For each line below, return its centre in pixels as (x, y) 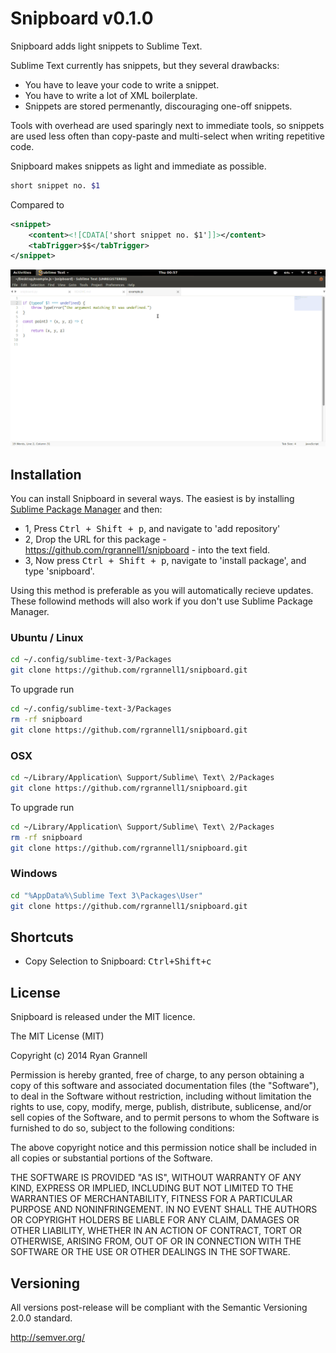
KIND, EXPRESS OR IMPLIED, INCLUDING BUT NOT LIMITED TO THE (152, 1188)
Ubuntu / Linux (47, 638)
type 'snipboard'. (59, 571)
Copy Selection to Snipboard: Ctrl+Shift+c (118, 961)
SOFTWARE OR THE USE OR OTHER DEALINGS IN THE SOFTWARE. (150, 1252)
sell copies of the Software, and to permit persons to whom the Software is (165, 1118)
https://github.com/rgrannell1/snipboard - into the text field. (147, 550)
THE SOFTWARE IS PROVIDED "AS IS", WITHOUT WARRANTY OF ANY (156, 1178)
